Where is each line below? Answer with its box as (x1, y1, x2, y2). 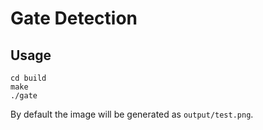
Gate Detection (10, 7, 138, 30)
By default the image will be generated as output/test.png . (10, 108, 254, 120)
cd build (10, 73, 47, 83)
